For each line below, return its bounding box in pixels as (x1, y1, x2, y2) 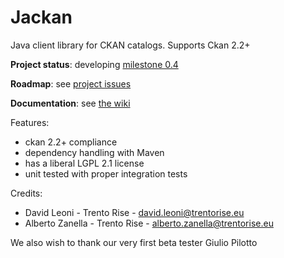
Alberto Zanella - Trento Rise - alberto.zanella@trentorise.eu (24, 217, 274, 229)
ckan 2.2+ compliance (24, 136, 118, 148)
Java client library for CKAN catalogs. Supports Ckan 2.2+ (10, 39, 251, 51)
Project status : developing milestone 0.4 (10, 58, 179, 70)
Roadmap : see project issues (10, 77, 132, 90)
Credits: (10, 187, 43, 199)
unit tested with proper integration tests (24, 167, 188, 180)
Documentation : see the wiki (10, 97, 131, 109)
